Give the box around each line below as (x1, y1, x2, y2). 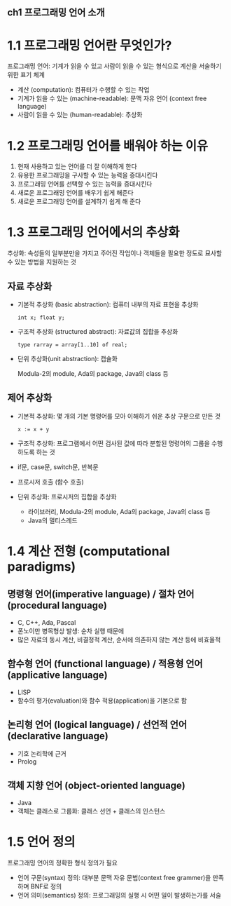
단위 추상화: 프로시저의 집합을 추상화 (17, 492, 117, 501)
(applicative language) (7, 669, 108, 682)
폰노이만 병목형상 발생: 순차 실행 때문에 (17, 626, 125, 635)
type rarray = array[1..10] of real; (17, 342, 128, 349)
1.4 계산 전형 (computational (7, 543, 170, 560)
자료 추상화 (7, 280, 52, 292)
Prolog (17, 757, 37, 766)
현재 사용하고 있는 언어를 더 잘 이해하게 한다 (17, 162, 138, 170)
